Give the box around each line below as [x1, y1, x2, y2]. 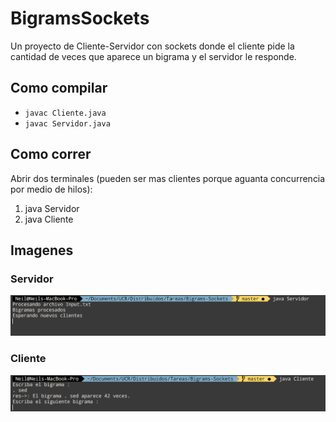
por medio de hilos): [10, 183, 93, 195]
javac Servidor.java [24, 118, 111, 129]
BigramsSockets [10, 7, 150, 30]
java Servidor [24, 202, 80, 214]
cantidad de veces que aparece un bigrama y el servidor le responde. [10, 50, 297, 62]
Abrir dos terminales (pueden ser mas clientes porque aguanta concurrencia [10, 172, 326, 184]
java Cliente [24, 213, 74, 225]
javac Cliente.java [24, 108, 107, 118]
